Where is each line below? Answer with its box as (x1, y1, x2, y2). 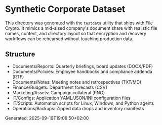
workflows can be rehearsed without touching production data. (5, 36, 133, 42)
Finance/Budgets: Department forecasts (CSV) (12, 84, 108, 90)
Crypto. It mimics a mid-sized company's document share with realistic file (5, 25, 158, 31)
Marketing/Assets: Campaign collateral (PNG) (12, 89, 105, 95)
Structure (5, 50, 36, 59)
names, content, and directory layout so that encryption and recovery (5, 30, 147, 36)
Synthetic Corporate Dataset (5, 3, 125, 15)
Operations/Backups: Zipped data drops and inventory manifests (12, 105, 144, 111)
